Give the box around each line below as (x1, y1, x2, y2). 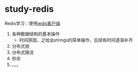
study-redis (4, 3, 54, 15)
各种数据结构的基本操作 (11, 31, 60, 36)
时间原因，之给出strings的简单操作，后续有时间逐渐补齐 (19, 37, 133, 43)
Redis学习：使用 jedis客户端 (4, 20, 60, 26)
